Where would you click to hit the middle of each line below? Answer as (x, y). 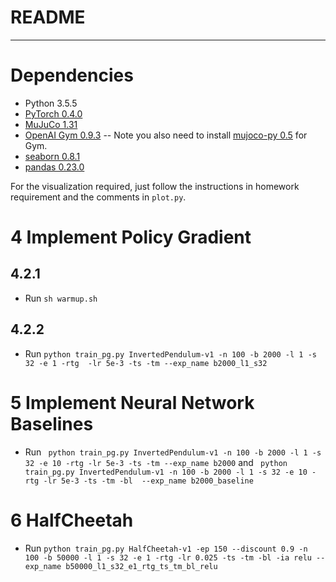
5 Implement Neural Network (132, 402)
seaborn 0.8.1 (52, 156)
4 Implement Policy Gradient (131, 237)
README (48, 17)
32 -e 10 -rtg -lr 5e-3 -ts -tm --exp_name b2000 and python (156, 462)
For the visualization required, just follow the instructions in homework (155, 186)
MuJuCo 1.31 (51, 124)
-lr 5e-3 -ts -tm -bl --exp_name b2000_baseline (148, 481)
